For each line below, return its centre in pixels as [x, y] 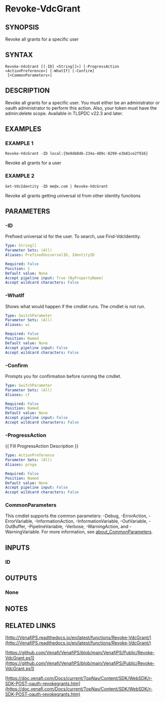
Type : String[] [21, 246]
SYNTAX [19, 55]
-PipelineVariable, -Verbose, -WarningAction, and [78, 527]
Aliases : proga [21, 464]
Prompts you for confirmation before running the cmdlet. [63, 376]
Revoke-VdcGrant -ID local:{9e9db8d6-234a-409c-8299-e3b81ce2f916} [77, 154]
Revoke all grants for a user [33, 163]
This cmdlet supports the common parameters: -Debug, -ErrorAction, [77, 516]
